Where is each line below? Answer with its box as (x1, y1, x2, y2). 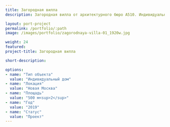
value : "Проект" (10, 114, 44, 119)
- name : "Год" (5, 100, 35, 105)
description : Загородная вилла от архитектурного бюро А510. (5, 12, 137, 17)
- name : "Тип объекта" (5, 72, 53, 77)
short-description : (5, 58, 47, 63)
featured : (5, 44, 26, 49)
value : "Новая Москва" (10, 86, 58, 91)
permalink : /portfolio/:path (5, 26, 67, 31)
